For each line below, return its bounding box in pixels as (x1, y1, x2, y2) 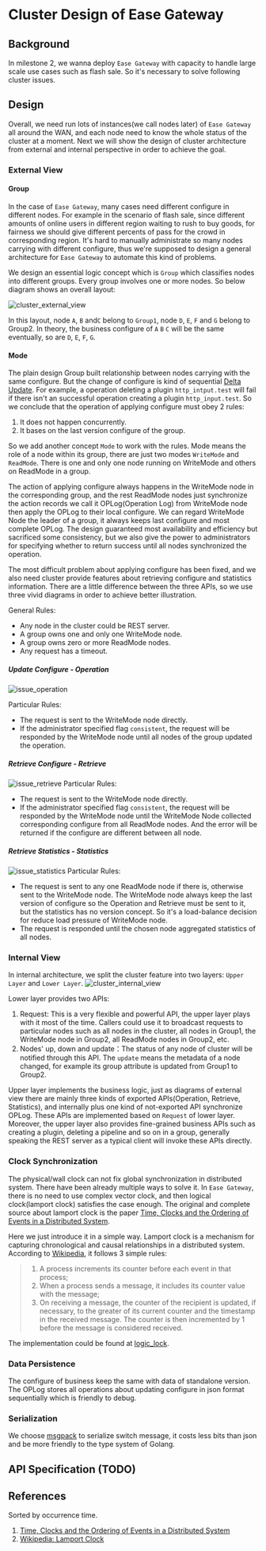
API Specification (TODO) (8, 1462, 136, 1476)
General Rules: (8, 605, 56, 615)
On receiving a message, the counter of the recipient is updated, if (39, 1298, 256, 1307)
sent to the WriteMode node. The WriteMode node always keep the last (19, 890, 253, 899)
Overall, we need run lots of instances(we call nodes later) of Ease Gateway (8, 119, 252, 129)
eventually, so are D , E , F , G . (8, 332, 97, 342)
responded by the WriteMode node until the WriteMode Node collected (19, 811, 252, 821)
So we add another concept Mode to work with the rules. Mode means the (8, 441, 247, 451)
